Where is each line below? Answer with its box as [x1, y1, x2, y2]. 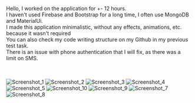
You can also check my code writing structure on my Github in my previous [6, 36, 189, 43]
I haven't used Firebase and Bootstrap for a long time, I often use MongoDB [6, 11, 190, 18]
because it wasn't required [6, 30, 71, 37]
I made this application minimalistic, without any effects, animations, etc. [6, 23, 182, 30]
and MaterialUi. [6, 18, 43, 24]
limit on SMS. [6, 55, 38, 61]
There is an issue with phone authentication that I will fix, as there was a [6, 49, 181, 55]
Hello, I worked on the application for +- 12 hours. [6, 5, 127, 12]
